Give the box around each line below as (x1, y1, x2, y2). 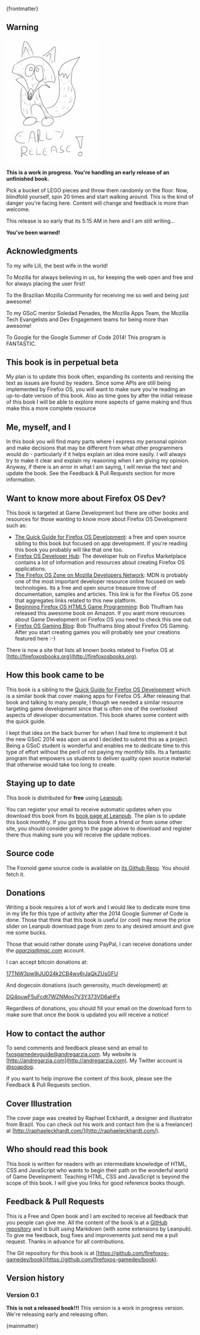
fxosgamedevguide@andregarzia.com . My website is (6, 1051, 137, 1058)
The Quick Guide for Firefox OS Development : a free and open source (14, 534, 186, 541)
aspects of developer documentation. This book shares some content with (6, 711, 189, 718)
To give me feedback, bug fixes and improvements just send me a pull (6, 1231, 178, 1238)
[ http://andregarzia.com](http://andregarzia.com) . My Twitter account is (6, 1057, 183, 1065)
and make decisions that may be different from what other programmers (6, 444, 183, 451)
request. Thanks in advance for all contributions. (6, 1238, 125, 1245)
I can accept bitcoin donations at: (6, 958, 88, 966)
